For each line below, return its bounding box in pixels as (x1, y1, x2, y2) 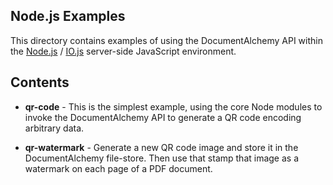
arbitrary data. (24, 122, 85, 134)
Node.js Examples (10, 8, 126, 25)
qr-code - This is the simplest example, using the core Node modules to (24, 100, 323, 113)
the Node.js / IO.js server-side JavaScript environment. (10, 45, 237, 57)
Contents (10, 74, 70, 91)
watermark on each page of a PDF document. (24, 162, 213, 174)
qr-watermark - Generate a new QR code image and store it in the (24, 141, 299, 153)
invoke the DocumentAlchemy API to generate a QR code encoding (24, 111, 302, 123)
